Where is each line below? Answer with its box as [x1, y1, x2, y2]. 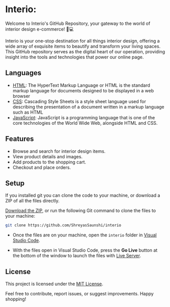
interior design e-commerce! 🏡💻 [5, 26, 74, 32]
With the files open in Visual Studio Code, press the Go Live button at [12, 247, 158, 253]
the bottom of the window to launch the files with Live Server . [12, 253, 141, 259]
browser [12, 93, 30, 99]
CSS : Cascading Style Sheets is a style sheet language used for [12, 98, 146, 105]
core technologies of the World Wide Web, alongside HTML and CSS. [12, 120, 158, 126]
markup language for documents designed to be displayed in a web [12, 87, 154, 93]
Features [5, 134, 34, 143]
